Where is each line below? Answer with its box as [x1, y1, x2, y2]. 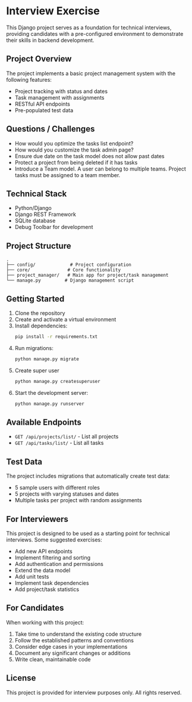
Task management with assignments [14, 94, 105, 101]
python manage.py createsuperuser [14, 378, 100, 384]
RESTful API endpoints [14, 100, 70, 107]
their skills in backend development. [6, 36, 95, 44]
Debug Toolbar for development [14, 224, 93, 231]
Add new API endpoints [14, 548, 73, 555]
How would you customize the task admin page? [14, 146, 134, 153]
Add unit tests [14, 573, 49, 580]
